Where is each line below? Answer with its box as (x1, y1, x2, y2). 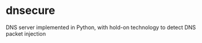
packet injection (6, 30, 47, 37)
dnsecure (6, 4, 56, 18)
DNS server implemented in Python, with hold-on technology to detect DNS (6, 24, 196, 31)
